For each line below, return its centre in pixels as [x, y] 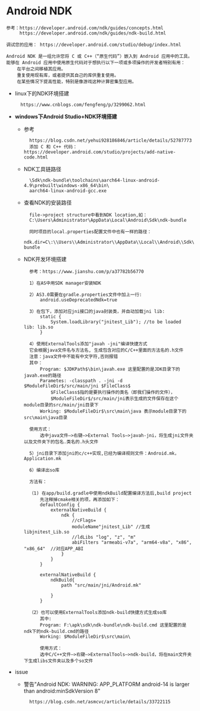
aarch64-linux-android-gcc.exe [68, 191]
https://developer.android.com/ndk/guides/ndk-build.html [93, 33]
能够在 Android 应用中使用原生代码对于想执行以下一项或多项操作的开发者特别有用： [96, 63]
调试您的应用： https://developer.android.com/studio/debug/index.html [94, 45]
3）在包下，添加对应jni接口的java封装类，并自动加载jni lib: [97, 311]
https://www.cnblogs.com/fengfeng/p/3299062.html [83, 105]
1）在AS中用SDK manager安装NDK [65, 283]
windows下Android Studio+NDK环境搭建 [66, 116]
